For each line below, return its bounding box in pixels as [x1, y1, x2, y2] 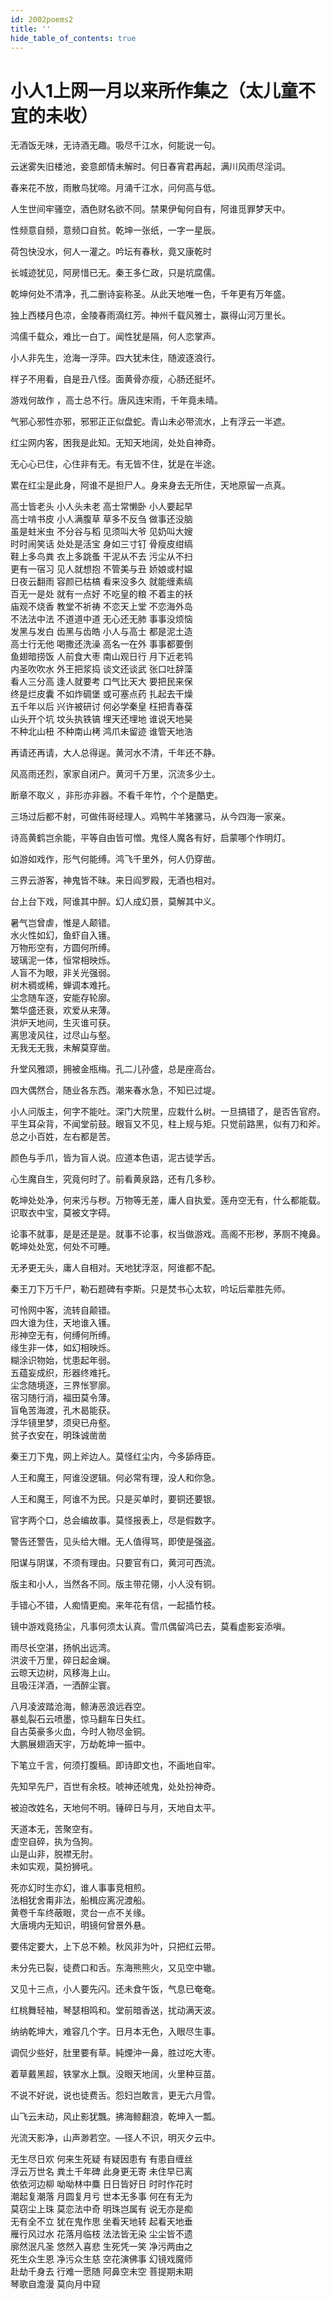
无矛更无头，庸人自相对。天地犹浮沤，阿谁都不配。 [10, 1262, 221, 1274]
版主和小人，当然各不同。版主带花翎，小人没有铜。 [10, 1578, 221, 1590]
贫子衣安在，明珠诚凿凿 [10, 1429, 107, 1441]
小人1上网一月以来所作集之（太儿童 [10, 79, 299, 102]
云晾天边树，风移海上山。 [10, 1667, 116, 1679]
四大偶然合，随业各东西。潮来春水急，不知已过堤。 [10, 1084, 221, 1096]
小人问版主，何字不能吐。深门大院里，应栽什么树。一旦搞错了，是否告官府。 [10, 1106, 326, 1118]
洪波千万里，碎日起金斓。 [10, 1654, 116, 1666]
